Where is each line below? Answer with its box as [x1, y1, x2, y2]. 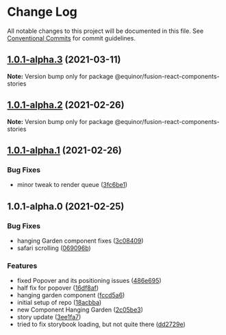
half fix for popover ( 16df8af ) [16, 284, 99, 292]
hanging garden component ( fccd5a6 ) [16, 291, 125, 299]
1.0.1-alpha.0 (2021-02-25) [7, 200, 125, 212]
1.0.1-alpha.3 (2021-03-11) [7, 54, 121, 66]
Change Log [7, 4, 77, 20]
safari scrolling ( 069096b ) [16, 244, 91, 252]
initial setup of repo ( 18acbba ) [16, 299, 102, 307]
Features [7, 261, 38, 271]
